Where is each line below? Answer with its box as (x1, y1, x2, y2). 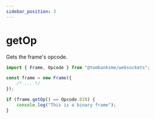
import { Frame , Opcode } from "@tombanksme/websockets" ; (6, 64, 150, 70)
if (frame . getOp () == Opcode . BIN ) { (6, 97, 95, 103)
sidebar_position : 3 (6, 8, 57, 15)
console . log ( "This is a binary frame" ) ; (16, 102, 116, 108)
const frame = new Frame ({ (6, 75, 72, 81)
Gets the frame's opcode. (6, 53, 68, 60)
